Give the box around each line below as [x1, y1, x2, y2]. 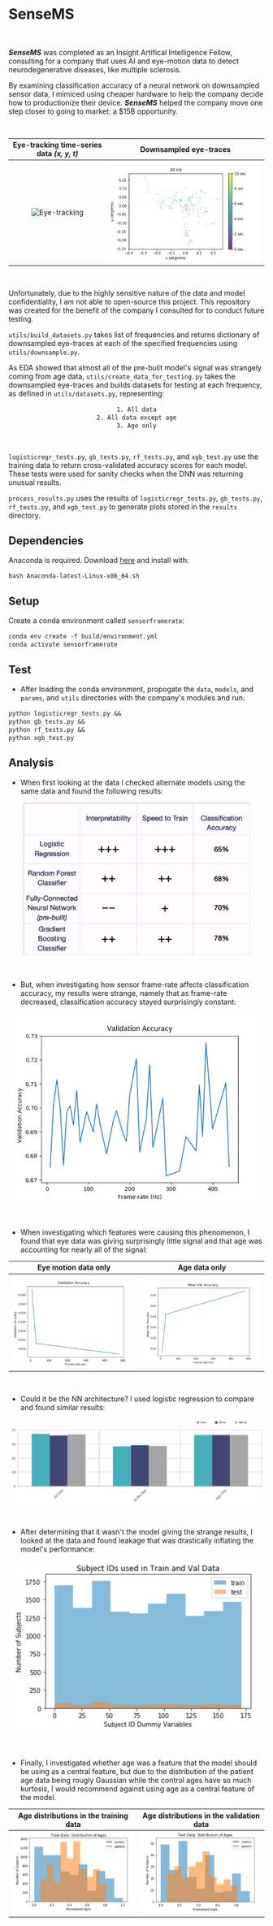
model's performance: [19, 1544, 95, 1554]
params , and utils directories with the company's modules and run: [19, 692, 245, 703]
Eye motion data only [37, 1262, 111, 1272]
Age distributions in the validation [141, 1811, 260, 1820]
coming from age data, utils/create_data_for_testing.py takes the [8, 371, 236, 381]
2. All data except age [96, 413, 177, 422]
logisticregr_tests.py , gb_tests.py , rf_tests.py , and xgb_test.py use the [8, 452, 258, 461]
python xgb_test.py [8, 734, 75, 742]
